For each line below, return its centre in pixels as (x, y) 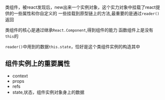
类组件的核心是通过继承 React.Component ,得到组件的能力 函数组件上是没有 (79, 30)
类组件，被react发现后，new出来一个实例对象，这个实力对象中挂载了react (81, 7)
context (20, 76)
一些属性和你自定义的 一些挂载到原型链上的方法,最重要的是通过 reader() (86, 13)
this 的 (12, 36)
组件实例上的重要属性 (38, 64)
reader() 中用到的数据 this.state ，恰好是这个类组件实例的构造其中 (73, 47)
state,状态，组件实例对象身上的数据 (48, 92)
